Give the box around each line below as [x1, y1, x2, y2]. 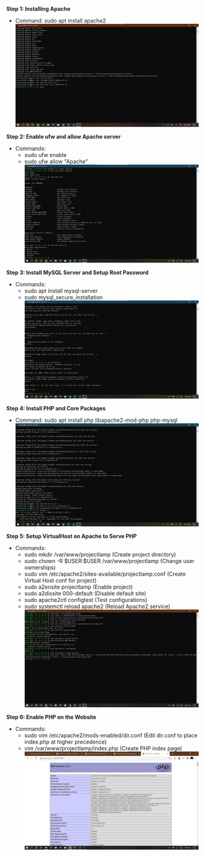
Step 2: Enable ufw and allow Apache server [6, 133, 121, 140]
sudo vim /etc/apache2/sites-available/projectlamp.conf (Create [24, 570, 186, 578]
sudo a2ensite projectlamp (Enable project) [24, 583, 133, 590]
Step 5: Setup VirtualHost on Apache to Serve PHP [6, 532, 137, 540]
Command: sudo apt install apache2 [15, 17, 106, 24]
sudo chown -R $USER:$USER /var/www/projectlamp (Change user [24, 557, 195, 564]
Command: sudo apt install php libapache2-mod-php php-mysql [15, 416, 178, 424]
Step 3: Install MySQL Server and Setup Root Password [6, 269, 149, 276]
